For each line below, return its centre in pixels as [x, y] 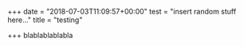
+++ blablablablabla [40, 35]
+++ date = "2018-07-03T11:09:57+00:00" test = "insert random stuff [122, 11]
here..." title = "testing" [45, 20]
